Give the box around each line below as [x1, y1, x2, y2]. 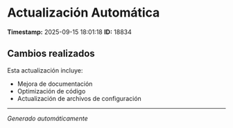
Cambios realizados [7, 48, 95, 60]
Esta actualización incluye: [7, 66, 83, 74]
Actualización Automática [7, 5, 160, 21]
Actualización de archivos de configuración [17, 94, 142, 102]
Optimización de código [17, 86, 86, 95]
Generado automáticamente [7, 114, 88, 122]
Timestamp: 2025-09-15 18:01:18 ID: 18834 [7, 28, 132, 36]
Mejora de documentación [17, 80, 93, 88]
